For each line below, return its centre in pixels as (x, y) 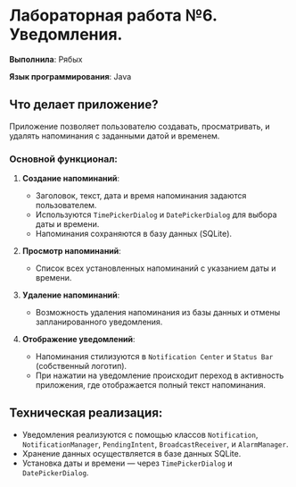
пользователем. (66, 206)
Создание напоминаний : (71, 179)
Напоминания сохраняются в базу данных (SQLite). (134, 234)
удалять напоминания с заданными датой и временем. (115, 136)
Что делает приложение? (84, 105)
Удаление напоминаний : (71, 295)
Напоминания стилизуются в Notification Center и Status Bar (154, 357)
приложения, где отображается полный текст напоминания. (150, 385)
